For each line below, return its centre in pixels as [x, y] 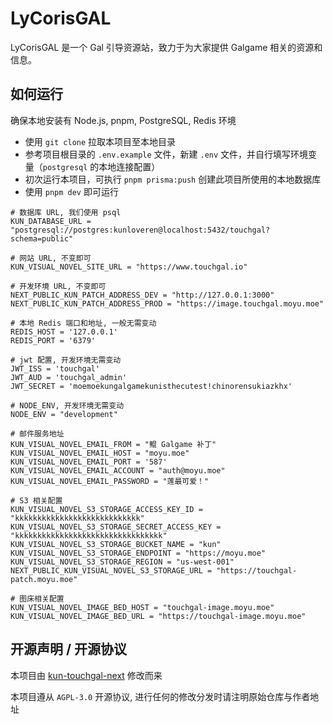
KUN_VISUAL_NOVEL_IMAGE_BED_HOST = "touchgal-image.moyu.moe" [142, 607]
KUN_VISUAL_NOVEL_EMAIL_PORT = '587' [89, 462]
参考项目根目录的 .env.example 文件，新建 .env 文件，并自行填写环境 [166, 154]
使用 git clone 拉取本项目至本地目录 [100, 141]
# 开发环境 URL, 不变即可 [58, 286]
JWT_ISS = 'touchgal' [55, 368]
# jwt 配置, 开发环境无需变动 [66, 360]
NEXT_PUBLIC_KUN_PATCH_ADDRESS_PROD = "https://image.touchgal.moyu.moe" [167, 303]
